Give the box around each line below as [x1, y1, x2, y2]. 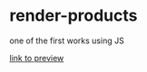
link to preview [9, 52, 64, 63]
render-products [9, 5, 138, 26]
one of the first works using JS [9, 35, 124, 46]
